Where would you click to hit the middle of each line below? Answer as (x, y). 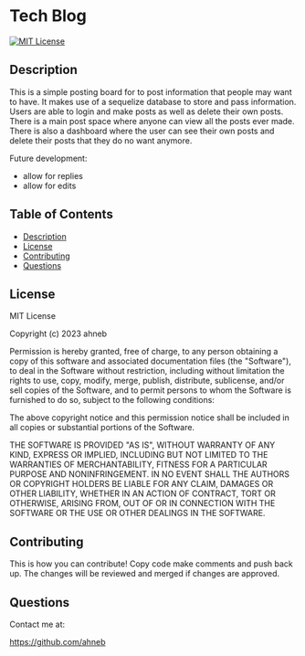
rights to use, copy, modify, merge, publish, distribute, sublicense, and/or (147, 381)
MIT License (33, 316)
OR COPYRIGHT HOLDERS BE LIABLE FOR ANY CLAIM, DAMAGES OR (142, 484)
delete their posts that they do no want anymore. (101, 140)
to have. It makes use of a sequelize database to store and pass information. (153, 101)
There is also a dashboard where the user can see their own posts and (142, 131)
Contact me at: (37, 624)
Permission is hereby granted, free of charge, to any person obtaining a (144, 352)
